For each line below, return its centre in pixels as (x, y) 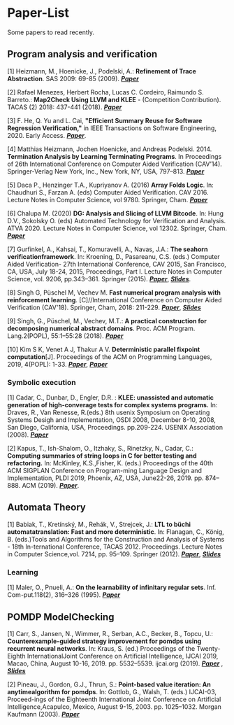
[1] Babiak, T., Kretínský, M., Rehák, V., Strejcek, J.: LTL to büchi (99, 524)
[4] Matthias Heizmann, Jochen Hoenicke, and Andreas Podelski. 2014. (110, 149)
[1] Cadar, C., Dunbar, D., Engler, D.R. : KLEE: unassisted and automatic (111, 397)
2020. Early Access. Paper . (47, 135)
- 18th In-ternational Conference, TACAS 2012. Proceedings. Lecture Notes (115, 547)
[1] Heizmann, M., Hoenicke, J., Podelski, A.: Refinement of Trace (102, 71)
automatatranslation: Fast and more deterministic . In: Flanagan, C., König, (116, 532)
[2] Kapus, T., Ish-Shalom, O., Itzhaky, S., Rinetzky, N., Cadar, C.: (100, 449)
